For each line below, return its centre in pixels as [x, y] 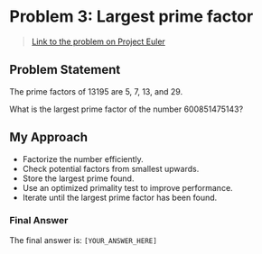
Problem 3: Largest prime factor [131, 17]
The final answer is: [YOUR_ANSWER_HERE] [84, 240]
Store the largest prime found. [78, 178]
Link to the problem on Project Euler [98, 41]
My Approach [49, 137]
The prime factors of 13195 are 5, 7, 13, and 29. [96, 91]
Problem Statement [65, 70]
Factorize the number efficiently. [83, 159]
